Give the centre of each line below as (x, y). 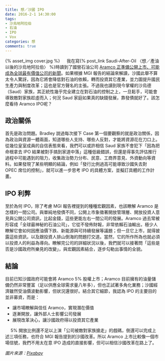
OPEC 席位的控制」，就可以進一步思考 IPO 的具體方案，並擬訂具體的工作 (78, 170)
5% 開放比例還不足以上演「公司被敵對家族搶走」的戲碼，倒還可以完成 (81, 331)
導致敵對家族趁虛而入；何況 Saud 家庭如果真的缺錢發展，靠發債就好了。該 (80, 97)
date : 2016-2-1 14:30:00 (30, 14)
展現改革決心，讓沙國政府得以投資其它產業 (55, 320)
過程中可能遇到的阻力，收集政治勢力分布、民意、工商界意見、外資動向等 (78, 158)
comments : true (21, 46)
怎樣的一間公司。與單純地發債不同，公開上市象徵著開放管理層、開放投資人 (80, 212)
